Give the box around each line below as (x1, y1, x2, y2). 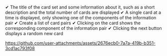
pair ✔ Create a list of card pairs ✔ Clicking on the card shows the (5, 20, 141, 26)
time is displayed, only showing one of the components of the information (5, 15, 157, 20)
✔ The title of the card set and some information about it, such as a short (5, 4, 155, 10)
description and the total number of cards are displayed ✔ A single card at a (5, 9, 161, 15)
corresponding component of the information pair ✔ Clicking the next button (5, 25, 162, 31)
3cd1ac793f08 (5, 46, 35, 51)
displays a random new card (5, 31, 63, 36)
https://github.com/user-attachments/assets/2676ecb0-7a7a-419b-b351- (5, 40, 156, 46)
